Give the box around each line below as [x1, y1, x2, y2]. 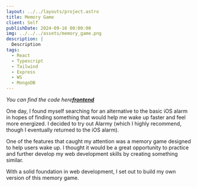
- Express [11, 69, 35, 75]
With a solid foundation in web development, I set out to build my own [6, 168, 176, 175]
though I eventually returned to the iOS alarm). [6, 126, 120, 133]
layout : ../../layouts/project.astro [6, 8, 99, 15]
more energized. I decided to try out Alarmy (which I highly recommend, [6, 120, 182, 127]
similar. [6, 157, 24, 163]
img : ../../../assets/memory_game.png [6, 31, 102, 37]
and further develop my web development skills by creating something [6, 150, 178, 157]
